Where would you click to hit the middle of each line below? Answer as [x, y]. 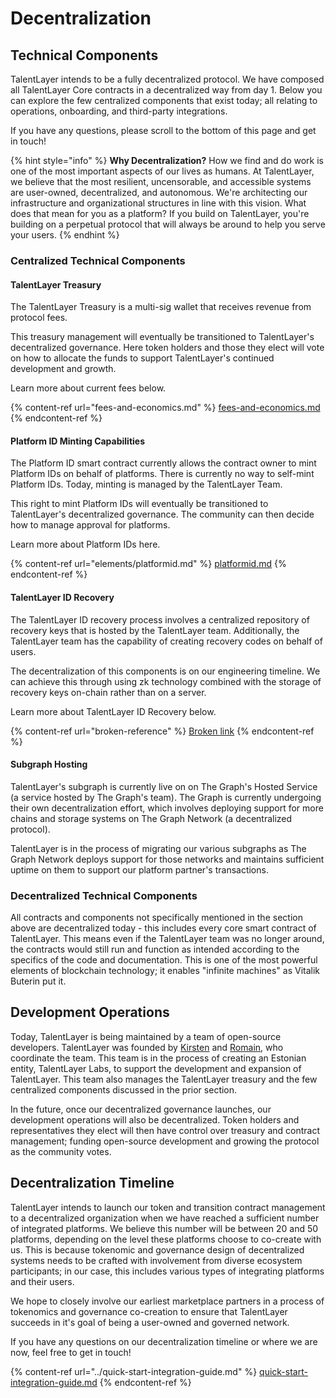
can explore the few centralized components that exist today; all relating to [164, 100]
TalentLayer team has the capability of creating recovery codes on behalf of [166, 641]
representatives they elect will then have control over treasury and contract [165, 1130]
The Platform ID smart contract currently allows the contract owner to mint [163, 463]
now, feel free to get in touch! [71, 1352]
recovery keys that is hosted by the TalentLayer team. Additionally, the [155, 630]
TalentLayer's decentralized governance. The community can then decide [162, 514]
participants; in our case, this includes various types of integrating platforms [167, 1271]
